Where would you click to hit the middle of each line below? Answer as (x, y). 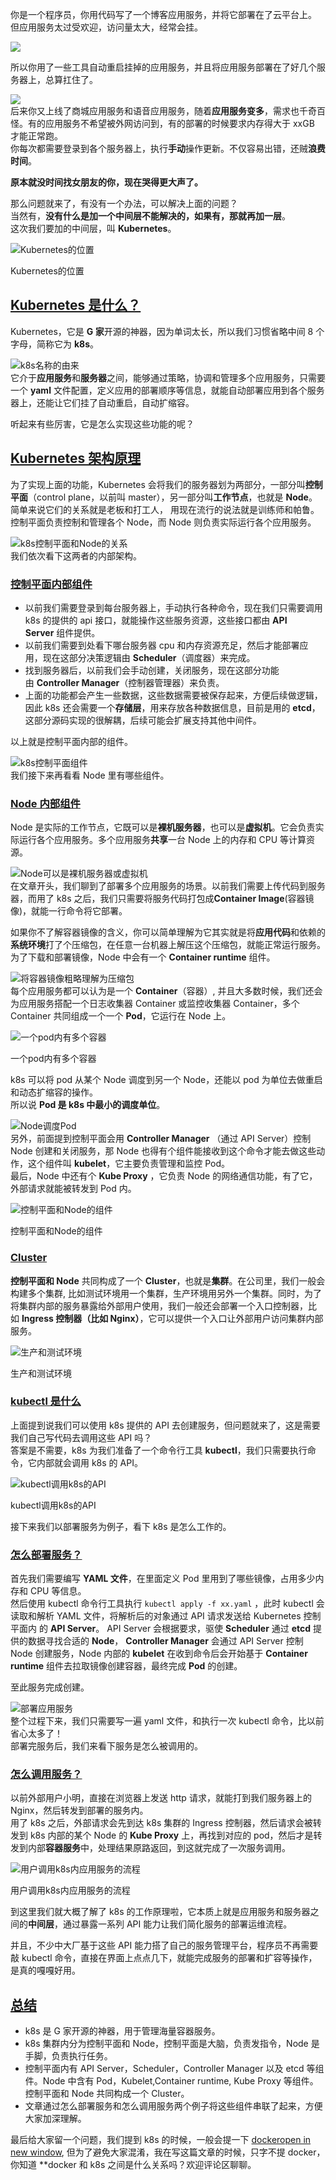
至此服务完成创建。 (50, 1687)
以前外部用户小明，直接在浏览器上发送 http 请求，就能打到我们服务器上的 (161, 1798)
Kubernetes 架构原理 (76, 458)
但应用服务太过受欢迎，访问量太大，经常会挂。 (106, 27)
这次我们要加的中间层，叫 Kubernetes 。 (93, 228)
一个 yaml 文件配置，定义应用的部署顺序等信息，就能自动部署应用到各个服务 (167, 390)
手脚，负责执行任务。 (68, 2056)
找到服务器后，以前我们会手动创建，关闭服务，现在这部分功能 (152, 670)
